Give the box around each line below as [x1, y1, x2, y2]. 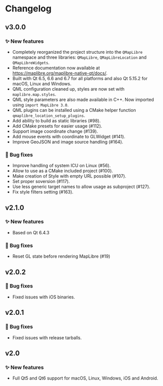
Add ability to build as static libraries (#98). [12, 117, 101, 123]
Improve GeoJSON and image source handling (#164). [12, 139, 123, 145]
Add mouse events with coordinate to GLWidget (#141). [12, 133, 126, 139]
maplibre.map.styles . [12, 91, 56, 97]
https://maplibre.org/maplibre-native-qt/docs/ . [12, 70, 108, 76]
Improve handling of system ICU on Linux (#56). [12, 163, 111, 169]
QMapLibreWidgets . [12, 59, 50, 65]
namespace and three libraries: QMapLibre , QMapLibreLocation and [12, 54, 147, 60]
